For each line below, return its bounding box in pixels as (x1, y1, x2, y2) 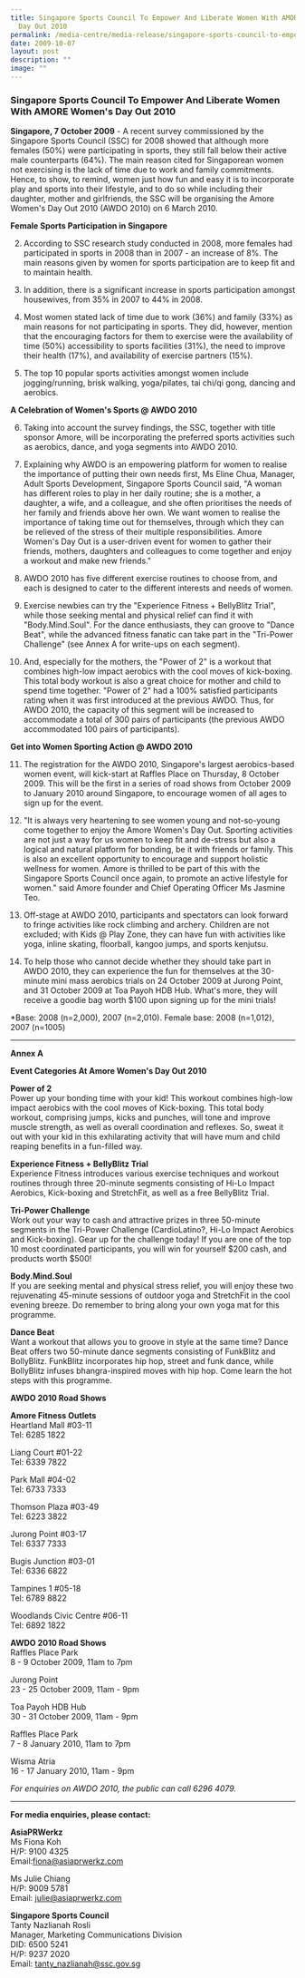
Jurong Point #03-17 (10, 1529, 87, 1540)
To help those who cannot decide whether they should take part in (23, 956, 272, 967)
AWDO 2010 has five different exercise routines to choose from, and (23, 573, 278, 584)
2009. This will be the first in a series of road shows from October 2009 (23, 778, 291, 789)
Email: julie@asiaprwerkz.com (10, 1893, 122, 1904)
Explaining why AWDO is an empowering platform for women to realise (23, 459, 288, 470)
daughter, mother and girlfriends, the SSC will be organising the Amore (10, 193, 275, 204)
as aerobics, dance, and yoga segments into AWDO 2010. (23, 442, 238, 453)
